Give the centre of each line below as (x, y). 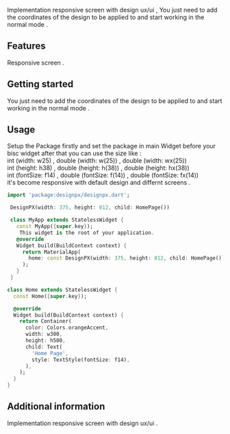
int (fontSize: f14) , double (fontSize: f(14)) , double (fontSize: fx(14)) (103, 175)
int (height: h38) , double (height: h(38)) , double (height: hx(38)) (98, 168)
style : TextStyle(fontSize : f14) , (81, 360)
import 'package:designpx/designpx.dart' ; (68, 195)
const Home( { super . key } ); (50, 296)
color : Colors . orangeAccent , (67, 328)
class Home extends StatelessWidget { (62, 290)
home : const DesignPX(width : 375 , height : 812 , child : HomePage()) (127, 258)
